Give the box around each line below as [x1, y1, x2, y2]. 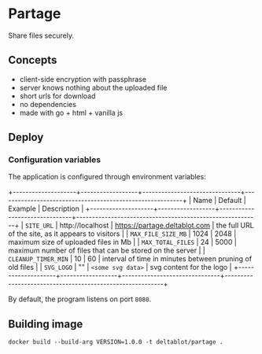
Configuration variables [8, 154, 101, 165]
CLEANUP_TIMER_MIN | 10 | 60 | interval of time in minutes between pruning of [8, 254, 253, 264]
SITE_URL [24, 222, 54, 230]
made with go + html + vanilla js [19, 108, 124, 117]
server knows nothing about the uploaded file [19, 83, 168, 92]
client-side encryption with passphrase [19, 74, 147, 83]
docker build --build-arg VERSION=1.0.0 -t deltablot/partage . [8, 338, 223, 346]
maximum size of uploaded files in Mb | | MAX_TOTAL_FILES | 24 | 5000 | [8, 238, 238, 247]
